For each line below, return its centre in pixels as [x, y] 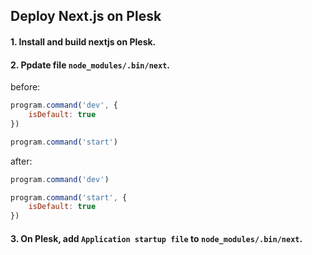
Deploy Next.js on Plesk [86, 16]
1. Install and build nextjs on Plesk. [83, 41]
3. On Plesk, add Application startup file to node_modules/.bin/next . [156, 238]
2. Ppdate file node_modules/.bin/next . [90, 65]
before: [25, 87]
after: [21, 161]
